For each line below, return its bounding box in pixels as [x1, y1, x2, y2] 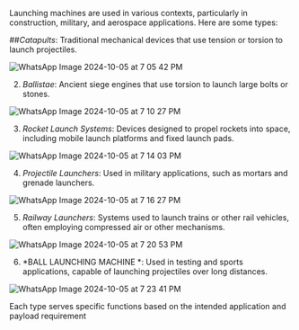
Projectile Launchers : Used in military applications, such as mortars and [22, 168, 289, 178]
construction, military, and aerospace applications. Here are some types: [9, 17, 278, 28]
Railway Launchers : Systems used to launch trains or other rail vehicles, [22, 212, 290, 223]
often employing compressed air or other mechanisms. [22, 222, 226, 232]
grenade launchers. [22, 177, 95, 188]
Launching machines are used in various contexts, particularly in [9, 8, 249, 18]
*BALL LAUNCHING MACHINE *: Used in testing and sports [22, 256, 244, 267]
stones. [22, 89, 50, 99]
